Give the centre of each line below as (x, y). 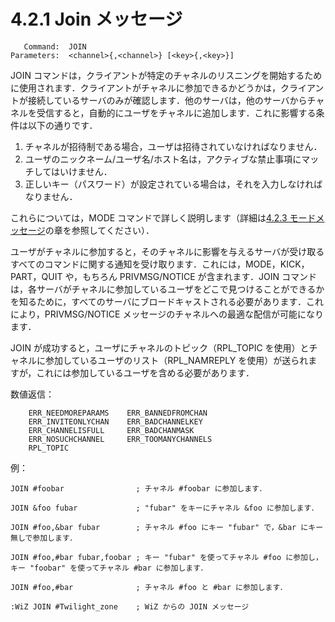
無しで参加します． (44, 538)
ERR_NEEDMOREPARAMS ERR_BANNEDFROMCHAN (118, 413)
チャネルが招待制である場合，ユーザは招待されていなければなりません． (173, 146)
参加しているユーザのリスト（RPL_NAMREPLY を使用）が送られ (176, 360)
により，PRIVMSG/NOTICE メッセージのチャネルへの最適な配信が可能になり (167, 314)
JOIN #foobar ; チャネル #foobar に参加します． (138, 488)
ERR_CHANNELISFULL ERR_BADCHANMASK (111, 430)
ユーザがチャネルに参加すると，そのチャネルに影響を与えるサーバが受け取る (167, 251)
